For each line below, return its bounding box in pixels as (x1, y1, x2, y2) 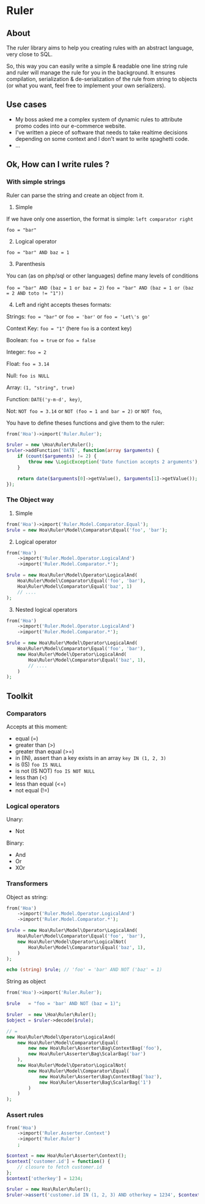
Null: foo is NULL (6, 371, 50, 379)
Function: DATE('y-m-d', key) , (6, 395, 82, 403)
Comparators (6, 709, 47, 717)
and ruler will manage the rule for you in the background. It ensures (6, 69, 176, 76)
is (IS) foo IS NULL (15, 761, 62, 768)
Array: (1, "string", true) (6, 384, 75, 391)
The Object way (6, 495, 54, 504)
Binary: (6, 839, 24, 847)
